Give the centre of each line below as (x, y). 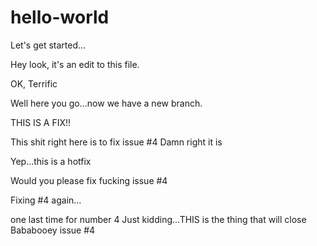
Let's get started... (48, 45)
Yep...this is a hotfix (51, 161)
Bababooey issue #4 (53, 230)
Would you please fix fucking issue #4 (89, 180)
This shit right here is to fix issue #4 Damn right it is (116, 142)
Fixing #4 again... (46, 200)
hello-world (60, 17)
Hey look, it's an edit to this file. (75, 64)
